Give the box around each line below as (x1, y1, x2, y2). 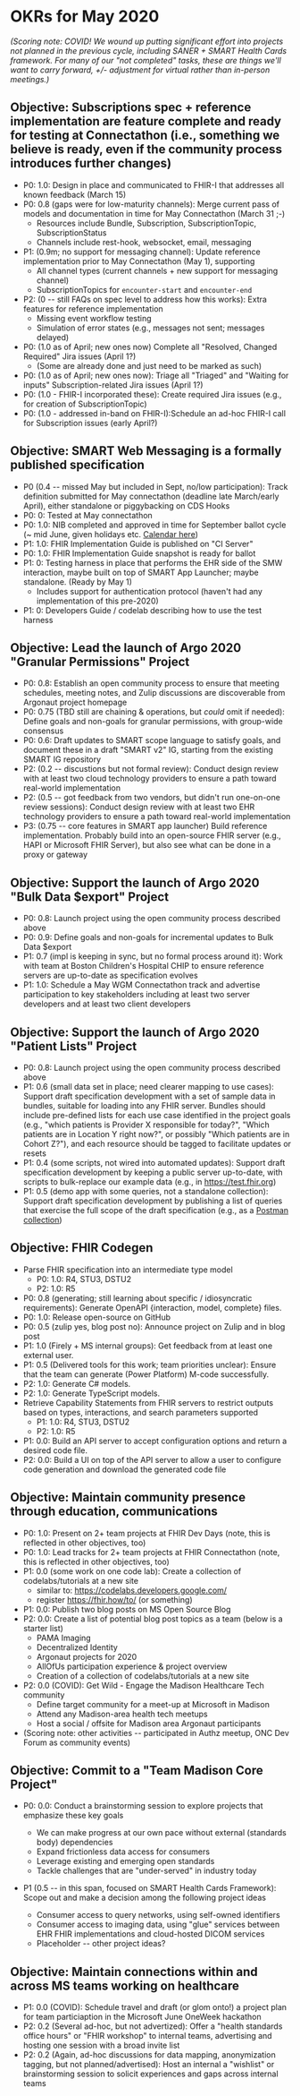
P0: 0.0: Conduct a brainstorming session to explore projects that (22, 1801, 263, 1811)
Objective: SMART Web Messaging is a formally (10, 443, 282, 458)
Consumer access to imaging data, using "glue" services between (36, 1919, 280, 1930)
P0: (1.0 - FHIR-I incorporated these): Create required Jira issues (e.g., (22, 389, 282, 399)
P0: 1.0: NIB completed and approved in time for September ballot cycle (22, 519, 287, 530)
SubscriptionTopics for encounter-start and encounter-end (36, 284, 253, 295)
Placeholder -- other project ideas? (36, 1938, 166, 1949)
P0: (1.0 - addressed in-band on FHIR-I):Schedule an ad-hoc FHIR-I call (22, 407, 287, 418)
